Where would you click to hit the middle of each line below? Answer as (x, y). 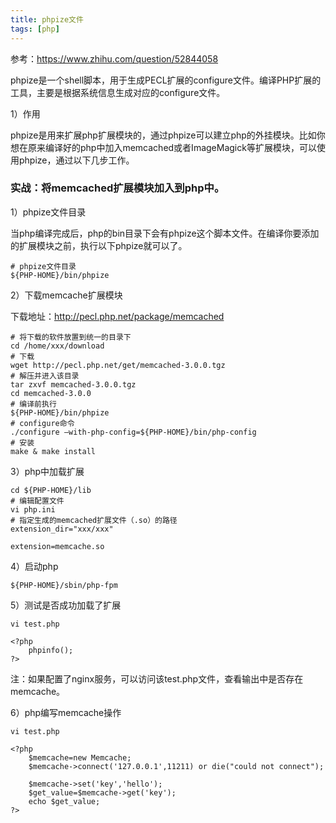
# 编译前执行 (33, 404)
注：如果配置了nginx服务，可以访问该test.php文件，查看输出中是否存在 (157, 678)
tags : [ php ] (35, 29)
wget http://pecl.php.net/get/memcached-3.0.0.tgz (118, 365)
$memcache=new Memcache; (80, 757)
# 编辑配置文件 (37, 501)
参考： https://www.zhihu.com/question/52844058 (114, 58)
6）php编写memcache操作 (66, 712)
